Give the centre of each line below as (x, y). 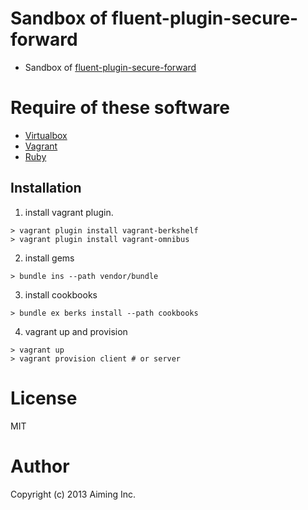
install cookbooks (61, 294)
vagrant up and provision (76, 331)
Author (40, 466)
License (44, 398)
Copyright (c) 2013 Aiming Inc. (73, 494)
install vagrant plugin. (69, 212)
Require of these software (120, 108)
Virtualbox (46, 135)
